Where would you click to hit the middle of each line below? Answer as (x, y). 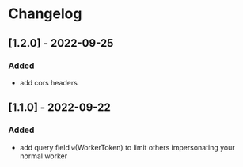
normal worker (44, 156)
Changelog (45, 14)
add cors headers (48, 82)
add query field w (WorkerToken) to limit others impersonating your (127, 147)
